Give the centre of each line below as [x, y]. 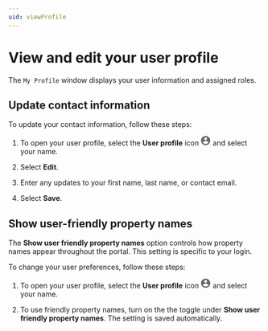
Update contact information [79, 105]
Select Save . [41, 198]
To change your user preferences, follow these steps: [97, 267]
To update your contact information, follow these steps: [100, 125]
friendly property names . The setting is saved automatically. [121, 318]
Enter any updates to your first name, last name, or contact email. [128, 183]
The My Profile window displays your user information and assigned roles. [132, 80]
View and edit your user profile [113, 57]
